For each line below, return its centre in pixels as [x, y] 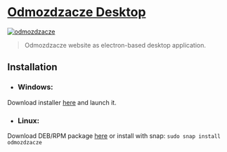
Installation [32, 67]
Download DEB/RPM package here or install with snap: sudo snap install [114, 136]
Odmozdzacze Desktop [77, 12]
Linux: [28, 120]
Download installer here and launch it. [62, 102]
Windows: [35, 87]
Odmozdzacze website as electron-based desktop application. [115, 45]
